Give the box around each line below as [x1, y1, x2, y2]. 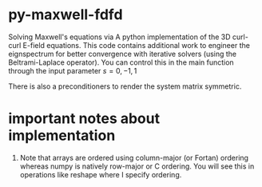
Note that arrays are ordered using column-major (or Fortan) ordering [19, 153, 249, 162]
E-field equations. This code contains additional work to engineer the [22, 40, 250, 50]
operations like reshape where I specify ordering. [19, 169, 182, 179]
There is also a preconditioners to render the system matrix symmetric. [8, 82, 242, 91]
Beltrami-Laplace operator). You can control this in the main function [8, 58, 234, 67]
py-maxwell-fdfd [8, 6, 123, 24]
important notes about [8, 109, 161, 128]
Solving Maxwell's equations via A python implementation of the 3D [8, 32, 231, 42]
